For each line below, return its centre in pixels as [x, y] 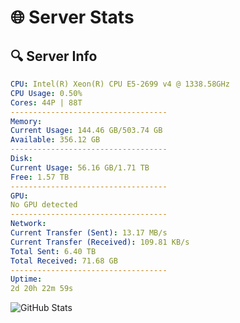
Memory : [26, 121]
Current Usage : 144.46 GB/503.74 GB [86, 131]
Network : [28, 224]
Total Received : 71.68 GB [64, 261]
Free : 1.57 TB [40, 177]
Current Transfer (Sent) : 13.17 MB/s [89, 233]
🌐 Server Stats [72, 17]
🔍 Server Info [54, 56]
